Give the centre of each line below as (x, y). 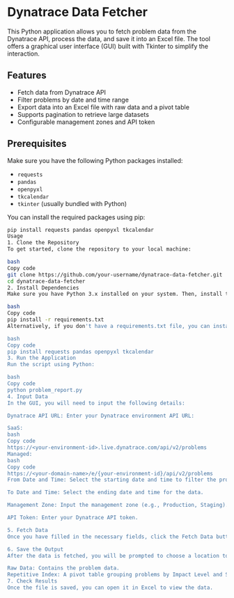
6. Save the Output (36, 549)
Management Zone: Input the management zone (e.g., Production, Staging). (118, 505)
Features (27, 76)
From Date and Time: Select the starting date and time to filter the (112, 480)
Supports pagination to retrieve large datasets (83, 114)
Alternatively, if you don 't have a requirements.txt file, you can (109, 326)
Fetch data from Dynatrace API (62, 92)
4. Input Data (28, 396)
